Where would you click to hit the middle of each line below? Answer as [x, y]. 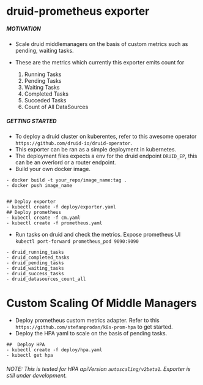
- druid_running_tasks [35, 253]
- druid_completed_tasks [38, 258]
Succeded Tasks [45, 101]
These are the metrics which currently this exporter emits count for [100, 63]
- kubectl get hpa [30, 356]
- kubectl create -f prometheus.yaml [54, 223]
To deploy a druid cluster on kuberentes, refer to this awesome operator [106, 137]
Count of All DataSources [56, 107]
